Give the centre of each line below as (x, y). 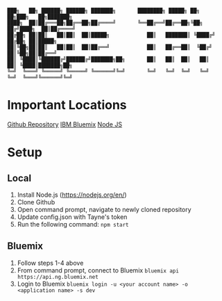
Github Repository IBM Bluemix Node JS (65, 124)
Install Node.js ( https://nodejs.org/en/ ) (72, 195)
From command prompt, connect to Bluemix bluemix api (98, 270)
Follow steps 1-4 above (50, 263)
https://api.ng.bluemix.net (58, 277)
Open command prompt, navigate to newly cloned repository (104, 209)
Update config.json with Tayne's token (72, 217)
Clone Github (36, 202)
